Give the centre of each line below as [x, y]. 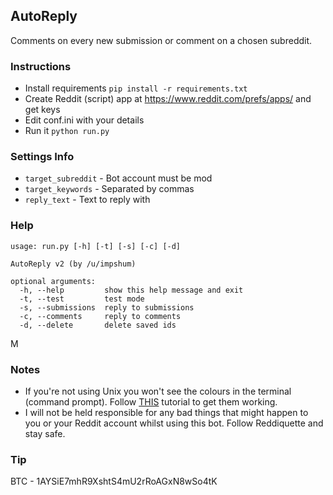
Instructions [41, 66]
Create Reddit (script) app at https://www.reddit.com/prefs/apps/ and [168, 99]
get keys [42, 110]
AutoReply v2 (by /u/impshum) [73, 264]
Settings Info [42, 157]
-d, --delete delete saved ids [98, 325]
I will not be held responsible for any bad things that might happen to [166, 412]
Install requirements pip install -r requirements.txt [136, 88]
